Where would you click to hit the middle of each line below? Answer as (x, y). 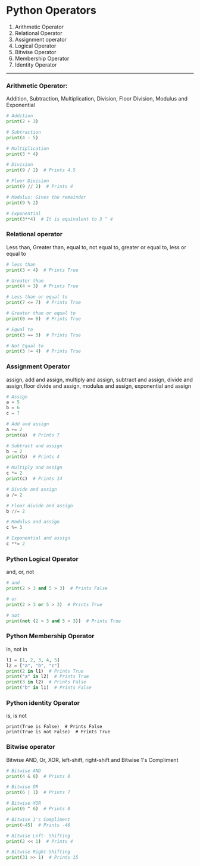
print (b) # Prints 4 (33, 457)
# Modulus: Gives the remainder (46, 197)
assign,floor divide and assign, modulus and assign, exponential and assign (99, 386)
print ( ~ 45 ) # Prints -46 (38, 825)
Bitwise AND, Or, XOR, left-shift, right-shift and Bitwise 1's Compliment (92, 760)
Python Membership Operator (50, 636)
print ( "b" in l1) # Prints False (49, 688)
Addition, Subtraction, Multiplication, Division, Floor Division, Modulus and (97, 99)
